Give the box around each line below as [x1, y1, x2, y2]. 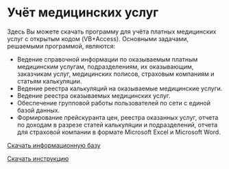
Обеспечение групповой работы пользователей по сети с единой [16, 99, 211, 107]
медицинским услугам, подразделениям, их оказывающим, [16, 62, 194, 70]
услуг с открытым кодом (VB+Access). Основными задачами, [7, 34, 189, 42]
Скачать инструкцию [7, 154, 69, 162]
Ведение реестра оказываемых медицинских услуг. [16, 91, 171, 100]
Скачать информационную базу [7, 141, 101, 149]
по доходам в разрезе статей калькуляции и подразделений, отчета [16, 120, 218, 129]
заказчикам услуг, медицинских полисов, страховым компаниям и [16, 70, 215, 78]
